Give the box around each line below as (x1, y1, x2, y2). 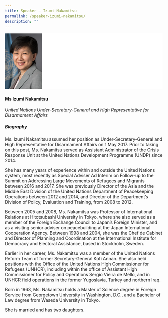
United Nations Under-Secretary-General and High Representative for (5, 107, 149, 113)
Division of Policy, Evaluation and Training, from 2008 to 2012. (5, 199, 133, 205)
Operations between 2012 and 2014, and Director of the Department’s (5, 194, 148, 200)
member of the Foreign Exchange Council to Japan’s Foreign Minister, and (5, 219, 157, 225)
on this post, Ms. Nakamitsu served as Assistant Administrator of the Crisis (5, 147, 159, 153)
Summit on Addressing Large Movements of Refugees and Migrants (5, 178, 145, 184)
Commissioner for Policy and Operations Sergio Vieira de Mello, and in (5, 272, 150, 278)
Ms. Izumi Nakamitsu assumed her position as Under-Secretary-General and (5, 136, 162, 142)
